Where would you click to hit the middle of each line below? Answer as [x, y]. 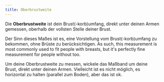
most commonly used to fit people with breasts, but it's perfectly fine [75, 49]
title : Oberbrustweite [28, 10]
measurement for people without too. [43, 54]
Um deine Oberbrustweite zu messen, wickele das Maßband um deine [76, 64]
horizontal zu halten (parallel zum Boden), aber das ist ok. [64, 74]
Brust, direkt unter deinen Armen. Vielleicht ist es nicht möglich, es [73, 69]
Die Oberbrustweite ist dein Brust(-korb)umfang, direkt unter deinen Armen [82, 24]
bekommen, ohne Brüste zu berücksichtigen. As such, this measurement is [81, 44]
